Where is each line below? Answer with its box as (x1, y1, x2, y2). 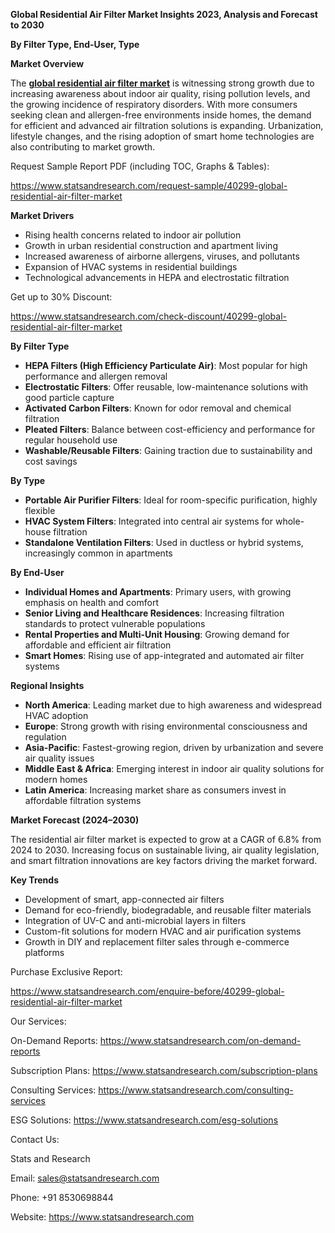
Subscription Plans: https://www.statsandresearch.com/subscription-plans (10, 1065, 318, 1076)
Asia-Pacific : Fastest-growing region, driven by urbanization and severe (24, 742, 324, 753)
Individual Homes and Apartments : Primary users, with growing (24, 586, 292, 598)
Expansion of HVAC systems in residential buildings (24, 261, 238, 273)
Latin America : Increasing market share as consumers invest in (24, 784, 287, 796)
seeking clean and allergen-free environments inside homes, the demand (10, 109, 312, 121)
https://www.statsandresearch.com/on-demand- (99, 1035, 302, 1046)
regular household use (24, 434, 118, 446)
